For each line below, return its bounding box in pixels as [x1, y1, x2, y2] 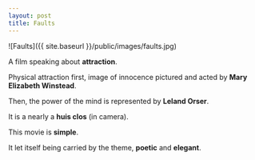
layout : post [8, 11, 52, 20]
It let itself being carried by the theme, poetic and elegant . [8, 142, 201, 152]
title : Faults [8, 19, 56, 27]
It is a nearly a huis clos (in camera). [8, 111, 129, 121]
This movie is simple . [8, 127, 78, 137]
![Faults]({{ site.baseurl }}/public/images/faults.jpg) [8, 41, 177, 50]
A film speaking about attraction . [8, 57, 118, 66]
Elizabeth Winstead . [8, 81, 77, 90]
